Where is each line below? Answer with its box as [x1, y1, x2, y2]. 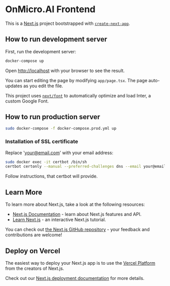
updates [5, 83, 23, 89]
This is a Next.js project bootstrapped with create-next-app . [5, 20, 131, 26]
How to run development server [5, 35, 107, 44]
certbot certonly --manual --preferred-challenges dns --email [5, 164, 142, 169]
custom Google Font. [5, 98, 49, 104]
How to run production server [5, 113, 100, 121]
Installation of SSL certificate [5, 138, 78, 145]
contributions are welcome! [5, 232, 62, 238]
